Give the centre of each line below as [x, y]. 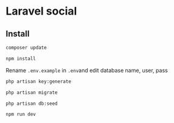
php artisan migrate [32, 93]
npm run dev [21, 114]
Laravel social [41, 11]
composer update [26, 47]
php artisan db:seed [32, 104]
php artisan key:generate [38, 81]
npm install [21, 58]
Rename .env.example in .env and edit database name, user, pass [87, 70]
